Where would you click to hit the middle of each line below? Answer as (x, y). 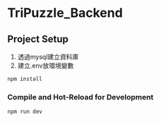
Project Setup (38, 39)
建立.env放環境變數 (46, 66)
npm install (25, 79)
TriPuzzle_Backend (65, 13)
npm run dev (25, 112)
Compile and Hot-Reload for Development (80, 97)
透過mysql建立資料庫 (48, 57)
